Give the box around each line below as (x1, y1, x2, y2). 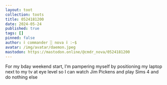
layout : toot (5, 7, 33, 13)
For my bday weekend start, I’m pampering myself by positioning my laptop (5, 63, 162, 69)
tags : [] (5, 31, 24, 36)
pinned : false (5, 36, 35, 41)
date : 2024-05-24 (5, 21, 42, 27)
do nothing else (5, 74, 38, 80)
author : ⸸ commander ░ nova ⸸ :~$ (5, 40, 77, 45)
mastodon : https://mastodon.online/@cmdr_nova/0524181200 (5, 49, 130, 54)
